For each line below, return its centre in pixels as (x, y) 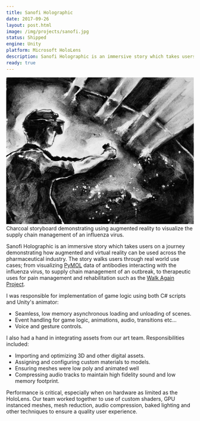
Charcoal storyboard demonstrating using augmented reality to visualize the (99, 228)
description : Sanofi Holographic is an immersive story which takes (93, 57)
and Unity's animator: (32, 302)
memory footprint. (37, 381)
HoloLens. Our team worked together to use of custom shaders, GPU (91, 398)
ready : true (21, 63)
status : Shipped (26, 38)
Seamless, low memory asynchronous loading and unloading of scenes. (103, 313)
